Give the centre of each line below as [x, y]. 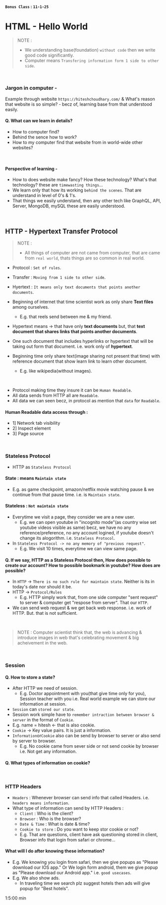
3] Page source [28, 434]
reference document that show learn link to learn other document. [80, 361]
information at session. [43, 704]
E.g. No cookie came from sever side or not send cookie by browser [89, 746]
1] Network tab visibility [36, 423]
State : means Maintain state [36, 478]
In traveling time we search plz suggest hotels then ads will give [85, 883]
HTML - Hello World [47, 26]
